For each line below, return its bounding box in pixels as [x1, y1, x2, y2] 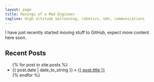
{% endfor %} [12, 72, 40, 78]
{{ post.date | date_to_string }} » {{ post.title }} [12, 67, 105, 73]
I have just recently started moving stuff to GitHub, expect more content [5, 30, 150, 36]
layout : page [5, 7, 32, 12]
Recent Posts [5, 49, 46, 57]
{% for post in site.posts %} [12, 62, 68, 68]
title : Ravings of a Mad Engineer [5, 12, 76, 17]
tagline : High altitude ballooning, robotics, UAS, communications [5, 16, 145, 21]
